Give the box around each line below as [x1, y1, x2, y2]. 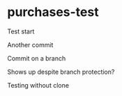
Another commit [7, 40, 54, 49]
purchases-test [7, 4, 99, 20]
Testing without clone [7, 81, 70, 89]
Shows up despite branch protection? [7, 67, 115, 76]
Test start [7, 27, 35, 35]
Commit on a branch [7, 54, 66, 63]
